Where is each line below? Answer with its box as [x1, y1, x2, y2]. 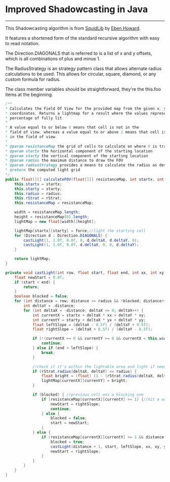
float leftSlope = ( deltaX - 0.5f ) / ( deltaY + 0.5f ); [32, 322, 151, 327]
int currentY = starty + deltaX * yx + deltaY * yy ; [32, 317, 146, 323]
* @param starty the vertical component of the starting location [5, 153, 148, 158]
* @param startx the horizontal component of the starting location [5, 148, 153, 153]
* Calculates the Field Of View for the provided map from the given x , [5, 106, 162, 111]
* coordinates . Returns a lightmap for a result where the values [5, 111, 148, 116]
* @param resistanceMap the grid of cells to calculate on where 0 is [5, 144, 157, 149]
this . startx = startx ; [14, 181, 62, 186]
